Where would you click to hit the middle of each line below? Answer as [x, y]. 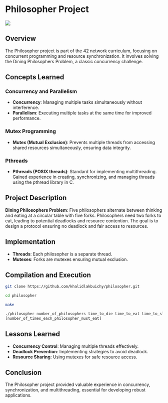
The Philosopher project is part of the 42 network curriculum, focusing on [81, 51]
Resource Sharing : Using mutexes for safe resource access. [75, 357]
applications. [18, 395]
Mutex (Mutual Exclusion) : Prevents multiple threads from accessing [84, 142]
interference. [26, 108]
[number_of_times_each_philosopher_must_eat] [53, 318]
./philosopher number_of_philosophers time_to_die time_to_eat [72, 314]
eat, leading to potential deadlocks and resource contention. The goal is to [82, 221]
